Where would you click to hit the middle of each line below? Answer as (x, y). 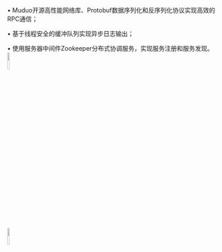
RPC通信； (23, 19)
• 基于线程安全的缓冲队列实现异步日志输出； (70, 34)
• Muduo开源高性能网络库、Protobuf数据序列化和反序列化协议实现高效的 (111, 10)
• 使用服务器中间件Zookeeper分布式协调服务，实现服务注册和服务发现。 (110, 48)
